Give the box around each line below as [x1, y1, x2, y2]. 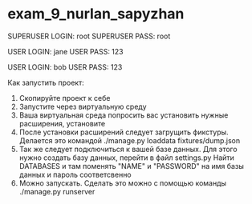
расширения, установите [18, 118, 106, 128]
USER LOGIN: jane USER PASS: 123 [7, 46, 124, 56]
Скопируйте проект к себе [18, 93, 111, 102]
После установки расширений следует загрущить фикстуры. [18, 127, 230, 137]
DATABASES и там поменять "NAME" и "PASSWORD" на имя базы [18, 161, 244, 170]
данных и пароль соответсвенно [18, 170, 132, 179]
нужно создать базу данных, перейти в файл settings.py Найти [18, 153, 234, 162]
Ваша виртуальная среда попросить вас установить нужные [18, 110, 229, 120]
